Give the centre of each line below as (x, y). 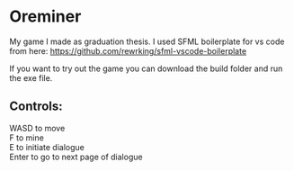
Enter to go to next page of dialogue (76, 157)
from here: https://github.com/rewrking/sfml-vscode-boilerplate (128, 50)
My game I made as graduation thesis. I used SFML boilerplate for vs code (147, 41)
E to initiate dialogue (47, 147)
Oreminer (45, 17)
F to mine (27, 138)
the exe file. (31, 77)
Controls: (36, 107)
